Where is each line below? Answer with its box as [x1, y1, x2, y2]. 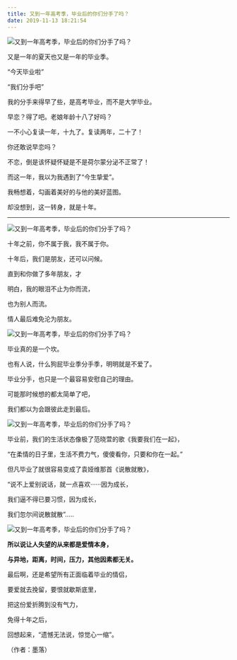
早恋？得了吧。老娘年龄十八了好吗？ [7, 112, 113, 121]
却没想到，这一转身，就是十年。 [7, 202, 100, 211]
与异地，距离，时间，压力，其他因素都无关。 [7, 555, 138, 563]
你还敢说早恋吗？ [7, 142, 57, 151]
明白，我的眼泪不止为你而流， [7, 284, 94, 293]
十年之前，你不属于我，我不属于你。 [7, 239, 113, 248]
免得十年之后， [7, 615, 51, 623]
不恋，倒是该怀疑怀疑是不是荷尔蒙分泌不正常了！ [7, 157, 150, 166]
